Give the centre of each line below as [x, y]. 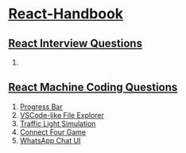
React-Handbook [66, 14]
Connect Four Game [52, 131]
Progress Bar [41, 106]
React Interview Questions [76, 43]
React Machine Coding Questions [93, 87]
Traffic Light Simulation [58, 124]
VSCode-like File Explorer [62, 115]
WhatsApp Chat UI [50, 140]
